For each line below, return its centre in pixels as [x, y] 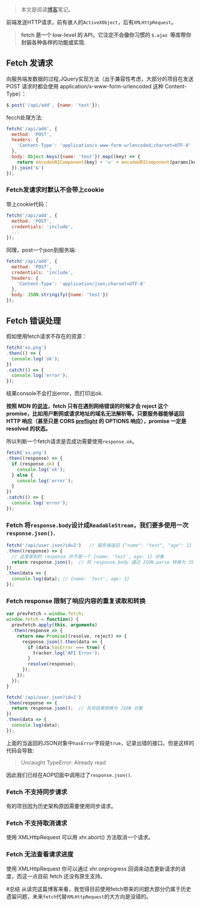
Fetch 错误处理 [34, 321]
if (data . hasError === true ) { [67, 647]
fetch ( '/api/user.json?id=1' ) [44, 697]
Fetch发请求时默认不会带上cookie [55, 190]
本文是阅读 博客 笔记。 [47, 9]
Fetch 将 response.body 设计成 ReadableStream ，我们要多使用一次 [98, 525]
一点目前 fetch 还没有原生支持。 [66, 876]
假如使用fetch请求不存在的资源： [47, 336]
